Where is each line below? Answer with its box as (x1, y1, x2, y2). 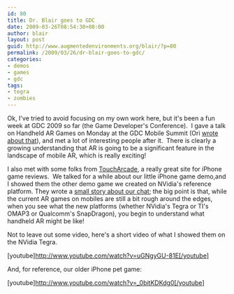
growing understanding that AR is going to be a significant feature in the (7, 144, 214, 152)
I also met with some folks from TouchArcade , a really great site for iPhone (7, 165, 222, 173)
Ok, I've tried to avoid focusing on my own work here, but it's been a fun (7, 114, 215, 122)
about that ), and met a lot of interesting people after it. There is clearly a (7, 136, 217, 144)
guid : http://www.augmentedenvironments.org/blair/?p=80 (7, 43, 177, 50)
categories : (7, 56, 42, 63)
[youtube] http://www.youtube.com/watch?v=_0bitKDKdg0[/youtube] (7, 279, 205, 287)
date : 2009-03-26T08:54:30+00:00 (7, 23, 105, 30)
